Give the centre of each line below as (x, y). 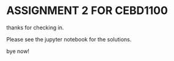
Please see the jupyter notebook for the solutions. (69, 39)
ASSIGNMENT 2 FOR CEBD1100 (87, 11)
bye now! (18, 51)
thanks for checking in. (35, 27)
